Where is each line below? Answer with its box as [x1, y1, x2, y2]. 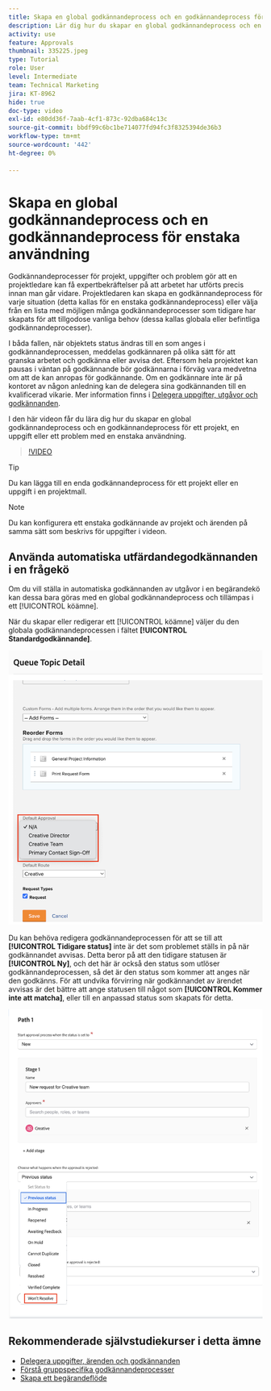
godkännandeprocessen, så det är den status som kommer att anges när [8, 967, 250, 977]
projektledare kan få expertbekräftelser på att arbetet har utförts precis [8, 280, 244, 290]
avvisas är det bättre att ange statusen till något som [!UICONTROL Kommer [8, 984, 263, 994]
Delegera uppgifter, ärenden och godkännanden [19, 1355, 181, 1365]
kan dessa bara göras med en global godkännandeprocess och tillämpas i [8, 593, 254, 603]
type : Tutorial [8, 56, 60, 64]
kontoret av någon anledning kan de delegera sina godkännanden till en [8, 382, 247, 391]
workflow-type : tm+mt [8, 132, 81, 140]
